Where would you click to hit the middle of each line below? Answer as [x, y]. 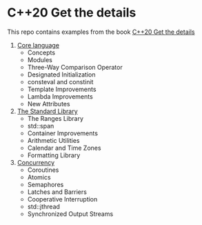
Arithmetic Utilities [53, 140]
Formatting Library [54, 155]
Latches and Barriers [57, 192]
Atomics [39, 177]
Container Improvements [63, 133]
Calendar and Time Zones [64, 148]
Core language [38, 45]
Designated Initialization [61, 75]
